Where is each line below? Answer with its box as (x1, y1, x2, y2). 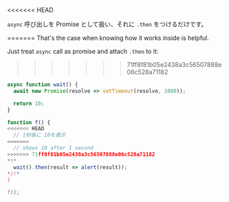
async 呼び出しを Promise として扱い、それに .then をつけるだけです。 (7, 20, 208, 28)
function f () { (7, 119, 51, 126)
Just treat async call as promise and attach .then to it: (7, 48, 159, 55)
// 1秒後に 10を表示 (13, 132, 66, 139)
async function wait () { (7, 81, 78, 88)
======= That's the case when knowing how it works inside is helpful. (7, 34, 210, 42)
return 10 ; (13, 100, 45, 107)
